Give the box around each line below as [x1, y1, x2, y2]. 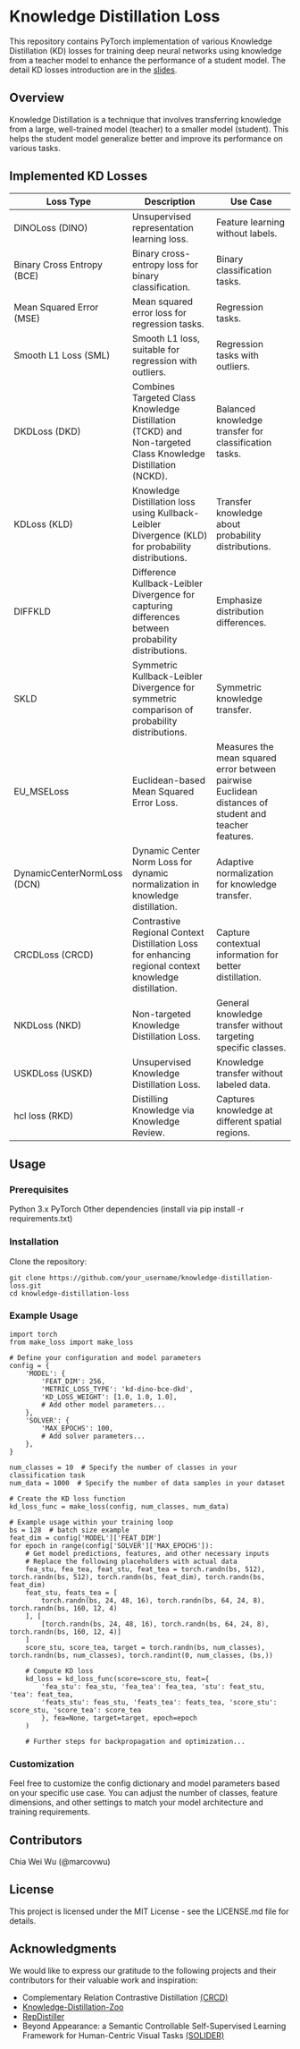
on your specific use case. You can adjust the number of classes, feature [9, 1788, 279, 1798]
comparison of [132, 703, 194, 716]
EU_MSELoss [13, 785, 70, 797]
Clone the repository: [9, 1255, 87, 1267]
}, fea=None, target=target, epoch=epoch [41, 1713, 198, 1722]
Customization [9, 1757, 75, 1770]
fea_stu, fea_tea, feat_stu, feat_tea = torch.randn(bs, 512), [25, 1564, 266, 1574]
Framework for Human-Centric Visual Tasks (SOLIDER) [21, 2029, 225, 2041]
